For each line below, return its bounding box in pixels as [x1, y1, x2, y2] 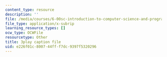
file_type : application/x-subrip [5, 21, 75, 26]
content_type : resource [5, 7, 55, 12]
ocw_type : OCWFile [5, 30, 43, 35]
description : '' [5, 12, 39, 17]
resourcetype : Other [5, 35, 48, 40]
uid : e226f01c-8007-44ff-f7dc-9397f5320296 [5, 44, 97, 49]
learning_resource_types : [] [5, 26, 66, 31]
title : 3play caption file [5, 40, 61, 45]
